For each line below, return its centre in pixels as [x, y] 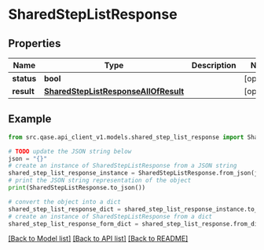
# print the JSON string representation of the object [100, 181]
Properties [35, 43]
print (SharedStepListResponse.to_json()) [77, 188]
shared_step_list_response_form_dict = [73, 224]
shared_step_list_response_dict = [65, 209]
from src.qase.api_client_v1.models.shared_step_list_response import [126, 137]
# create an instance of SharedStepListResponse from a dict [110, 216]
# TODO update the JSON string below [70, 151]
